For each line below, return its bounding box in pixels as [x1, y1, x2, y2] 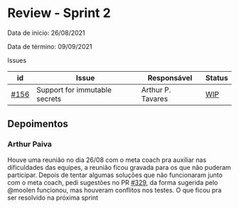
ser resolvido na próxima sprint [7, 193, 98, 202]
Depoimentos [7, 118, 69, 130]
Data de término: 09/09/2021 [7, 42, 92, 50]
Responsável [147, 73, 193, 82]
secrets [36, 94, 62, 104]
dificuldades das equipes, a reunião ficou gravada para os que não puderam [7, 163, 231, 171]
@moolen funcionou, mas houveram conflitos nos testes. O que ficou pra [7, 186, 222, 194]
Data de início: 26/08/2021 [7, 28, 85, 37]
